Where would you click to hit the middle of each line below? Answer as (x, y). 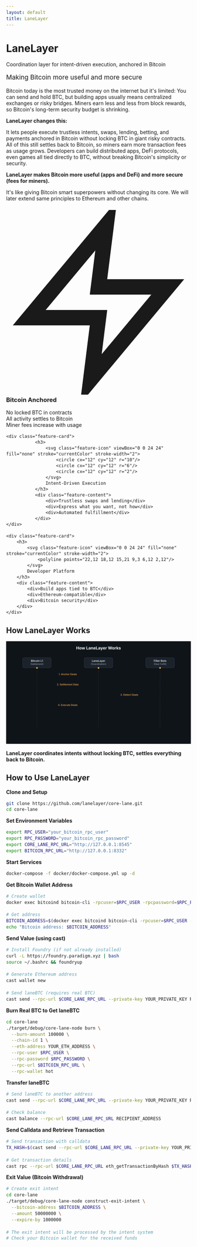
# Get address (23, 915)
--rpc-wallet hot (33, 1071)
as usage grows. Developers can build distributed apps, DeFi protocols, (92, 151)
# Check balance (26, 1113)
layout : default (26, 12)
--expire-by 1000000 (36, 1219)
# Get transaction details (39, 1160)
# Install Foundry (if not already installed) (64, 950)
